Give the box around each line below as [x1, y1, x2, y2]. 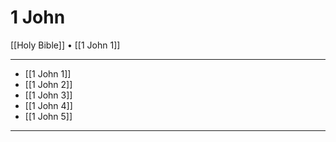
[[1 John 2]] [24, 78, 73, 90]
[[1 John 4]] [24, 99, 73, 111]
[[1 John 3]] [24, 89, 73, 101]
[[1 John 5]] [24, 110, 73, 122]
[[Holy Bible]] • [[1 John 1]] [10, 39, 121, 51]
